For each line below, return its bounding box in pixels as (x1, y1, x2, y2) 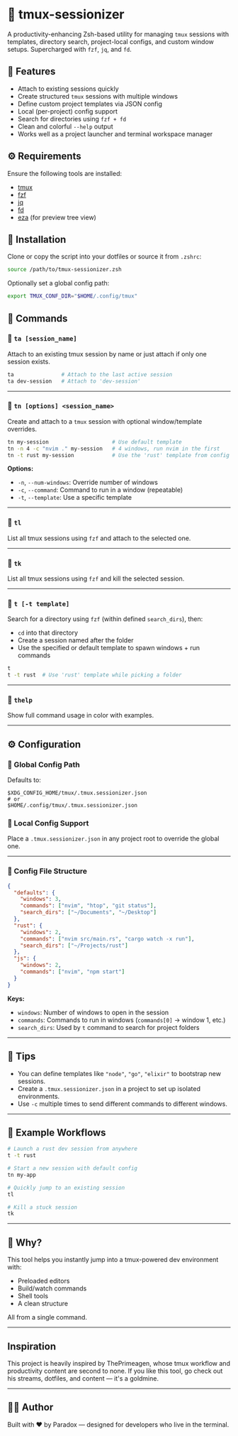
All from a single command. (7, 1313, 87, 1322)
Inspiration (7, 1340, 57, 1352)
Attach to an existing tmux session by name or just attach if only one (7, 349, 207, 358)
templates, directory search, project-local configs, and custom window (7, 37, 215, 45)
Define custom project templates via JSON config (17, 99, 163, 108)
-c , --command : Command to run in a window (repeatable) (17, 486, 183, 494)
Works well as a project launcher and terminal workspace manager (17, 129, 213, 138)
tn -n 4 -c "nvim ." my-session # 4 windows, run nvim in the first (7, 445, 220, 452)
